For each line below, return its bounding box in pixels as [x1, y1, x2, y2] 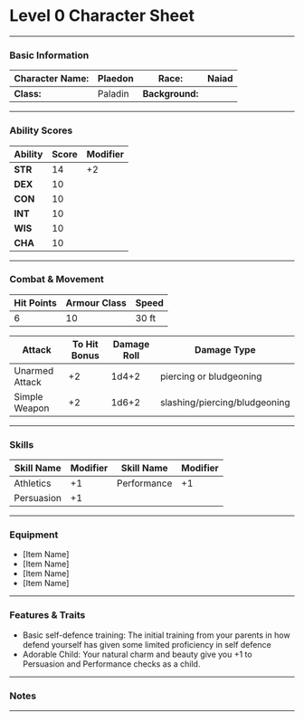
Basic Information [9, 49, 90, 62]
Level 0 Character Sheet [9, 5, 195, 26]
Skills [9, 438, 34, 451]
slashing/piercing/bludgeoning [159, 395, 290, 408]
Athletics [14, 477, 52, 489]
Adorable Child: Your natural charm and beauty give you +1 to [22, 649, 252, 659]
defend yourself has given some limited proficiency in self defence [22, 639, 271, 650]
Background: [142, 88, 199, 100]
